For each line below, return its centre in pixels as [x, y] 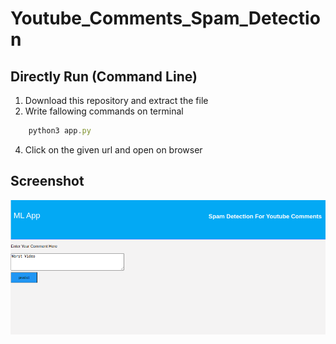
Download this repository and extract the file [116, 100]
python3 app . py [60, 131]
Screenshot [47, 181]
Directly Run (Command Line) [104, 76]
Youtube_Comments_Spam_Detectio [165, 18]
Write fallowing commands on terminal [104, 111]
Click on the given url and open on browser [113, 149]
